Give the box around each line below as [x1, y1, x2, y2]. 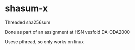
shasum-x [5, 3, 48, 14]
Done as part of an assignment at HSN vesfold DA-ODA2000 [5, 29, 130, 35]
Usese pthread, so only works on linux [5, 38, 84, 45]
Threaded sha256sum [5, 19, 51, 25]
